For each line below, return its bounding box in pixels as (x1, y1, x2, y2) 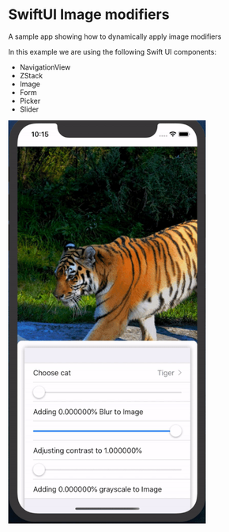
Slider (19, 104, 39, 114)
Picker (19, 96, 41, 105)
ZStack (19, 70, 43, 80)
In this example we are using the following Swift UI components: (8, 47, 217, 56)
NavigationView (19, 62, 71, 72)
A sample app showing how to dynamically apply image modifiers (8, 32, 222, 41)
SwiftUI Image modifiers (8, 6, 170, 24)
